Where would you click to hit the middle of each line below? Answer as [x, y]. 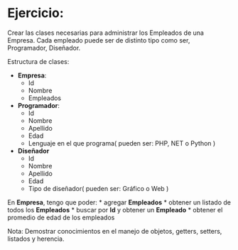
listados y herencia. [36, 239]
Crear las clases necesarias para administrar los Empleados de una [106, 33]
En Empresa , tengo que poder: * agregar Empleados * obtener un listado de [119, 202]
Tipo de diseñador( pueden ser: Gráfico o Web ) [98, 188]
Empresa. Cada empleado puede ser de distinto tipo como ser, [99, 40]
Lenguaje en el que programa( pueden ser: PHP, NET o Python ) [122, 143]
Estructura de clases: [38, 61]
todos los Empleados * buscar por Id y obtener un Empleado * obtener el [115, 210]
